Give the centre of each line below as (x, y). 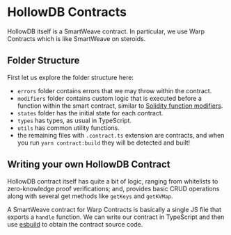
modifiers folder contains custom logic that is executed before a (109, 98)
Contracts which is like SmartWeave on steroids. (77, 38)
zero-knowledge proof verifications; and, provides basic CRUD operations (113, 188)
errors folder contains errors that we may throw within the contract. (114, 90)
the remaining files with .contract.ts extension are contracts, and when (121, 135)
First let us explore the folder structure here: (71, 77)
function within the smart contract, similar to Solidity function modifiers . (120, 106)
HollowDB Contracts (67, 12)
